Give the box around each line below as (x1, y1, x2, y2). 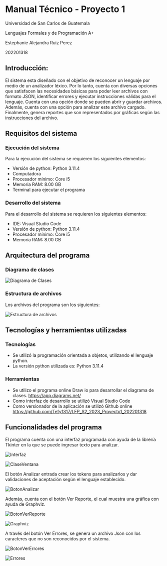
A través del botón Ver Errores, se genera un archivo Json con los (5, 530, 141, 536)
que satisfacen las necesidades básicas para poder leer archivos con (5, 88, 148, 94)
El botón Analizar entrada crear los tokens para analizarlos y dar (5, 471, 137, 477)
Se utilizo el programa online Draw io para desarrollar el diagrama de (12, 387, 154, 393)
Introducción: (5, 64, 48, 72)
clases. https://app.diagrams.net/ (12, 392, 81, 398)
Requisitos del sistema (5, 129, 77, 138)
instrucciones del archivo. (5, 115, 58, 121)
